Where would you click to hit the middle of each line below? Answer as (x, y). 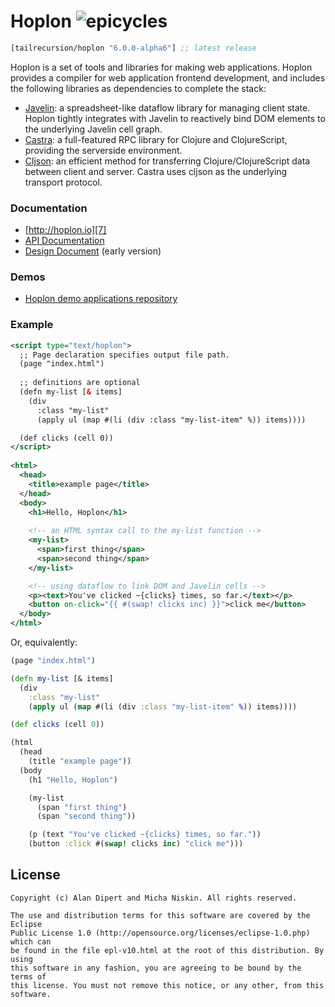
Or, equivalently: (44, 642)
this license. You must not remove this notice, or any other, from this (167, 985)
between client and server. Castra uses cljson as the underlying (156, 171)
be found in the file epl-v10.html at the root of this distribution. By (167, 950)
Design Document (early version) (93, 251)
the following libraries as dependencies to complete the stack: (138, 88)
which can (31, 941)
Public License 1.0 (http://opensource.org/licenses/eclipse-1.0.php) (160, 933)
